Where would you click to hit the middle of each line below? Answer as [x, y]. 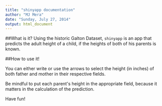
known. [13, 49]
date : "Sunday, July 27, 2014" [38, 19]
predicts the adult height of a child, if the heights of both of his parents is [81, 44]
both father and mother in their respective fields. [55, 74]
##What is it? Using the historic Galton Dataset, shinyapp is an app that [78, 38]
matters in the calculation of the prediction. [50, 89]
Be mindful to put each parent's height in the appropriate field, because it [81, 84]
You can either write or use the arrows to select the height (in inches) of [80, 69]
